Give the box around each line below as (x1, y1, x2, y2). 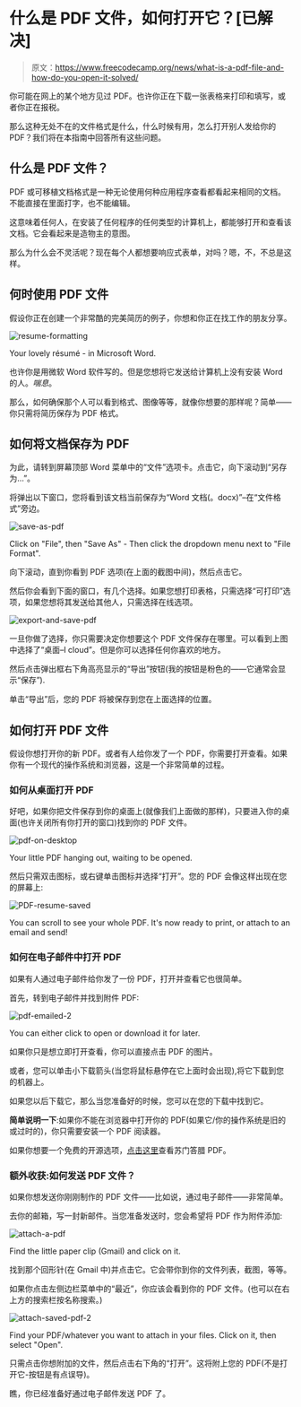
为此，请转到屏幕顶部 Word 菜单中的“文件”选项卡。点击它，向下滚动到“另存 (9, 462, 288, 473)
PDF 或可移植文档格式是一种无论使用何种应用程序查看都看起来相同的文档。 (9, 186, 287, 197)
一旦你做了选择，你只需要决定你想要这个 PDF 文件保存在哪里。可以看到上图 (9, 633, 288, 644)
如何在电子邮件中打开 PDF (9, 951, 122, 964)
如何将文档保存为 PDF (9, 436, 130, 451)
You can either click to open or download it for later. (9, 1028, 201, 1038)
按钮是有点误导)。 (28, 1369, 95, 1380)
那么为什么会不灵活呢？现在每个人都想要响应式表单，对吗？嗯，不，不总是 (9, 247, 284, 257)
